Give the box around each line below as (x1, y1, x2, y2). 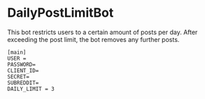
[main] (7, 49, 27, 56)
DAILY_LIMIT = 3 (7, 85, 55, 92)
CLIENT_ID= (7, 67, 39, 74)
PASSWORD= (7, 61, 36, 68)
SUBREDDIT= (7, 79, 39, 86)
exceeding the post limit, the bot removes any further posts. (7, 35, 180, 43)
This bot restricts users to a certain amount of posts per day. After (7, 28, 198, 36)
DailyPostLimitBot (7, 5, 114, 21)
